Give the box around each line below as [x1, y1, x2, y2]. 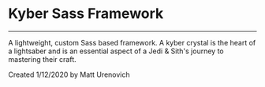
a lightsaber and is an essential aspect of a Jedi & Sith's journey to [8, 46, 224, 56]
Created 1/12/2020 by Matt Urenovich [8, 70, 130, 79]
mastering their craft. [8, 54, 77, 63]
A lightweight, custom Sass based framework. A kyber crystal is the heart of [8, 38, 256, 47]
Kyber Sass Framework [8, 5, 164, 23]
